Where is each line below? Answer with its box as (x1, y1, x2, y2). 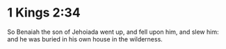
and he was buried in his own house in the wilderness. (7, 35, 163, 43)
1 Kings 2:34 (7, 5, 81, 21)
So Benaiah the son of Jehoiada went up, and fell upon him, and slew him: (7, 28, 219, 36)
